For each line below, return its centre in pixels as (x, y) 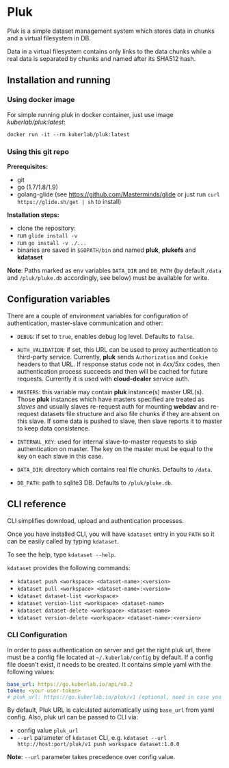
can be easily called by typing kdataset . (63, 541)
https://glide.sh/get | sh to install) (69, 201)
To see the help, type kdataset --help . (62, 554)
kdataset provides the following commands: (69, 567)
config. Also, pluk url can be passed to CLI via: (73, 717)
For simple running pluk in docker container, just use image (90, 114)
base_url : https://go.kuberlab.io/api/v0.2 (70, 684)
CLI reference (37, 504)
